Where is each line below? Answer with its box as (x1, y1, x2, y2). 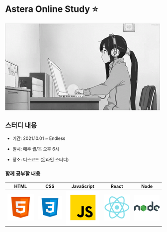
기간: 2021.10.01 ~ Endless (12, 135, 66, 141)
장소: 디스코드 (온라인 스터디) (12, 156, 69, 162)
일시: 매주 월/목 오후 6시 (12, 146, 60, 152)
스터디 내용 (5, 121, 37, 129)
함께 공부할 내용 (5, 170, 41, 177)
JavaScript (71, 183, 94, 189)
